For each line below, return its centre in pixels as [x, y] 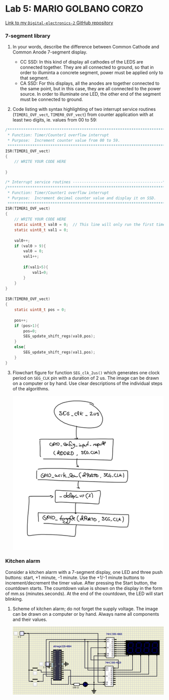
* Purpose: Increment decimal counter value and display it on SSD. [82, 198]
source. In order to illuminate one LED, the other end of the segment [90, 94]
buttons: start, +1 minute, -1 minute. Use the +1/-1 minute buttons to [75, 577]
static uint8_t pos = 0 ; [40, 310]
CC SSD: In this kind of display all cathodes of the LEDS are [81, 62]
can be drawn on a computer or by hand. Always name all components [86, 614]
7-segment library [28, 36]
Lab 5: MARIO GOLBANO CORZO [74, 9]
